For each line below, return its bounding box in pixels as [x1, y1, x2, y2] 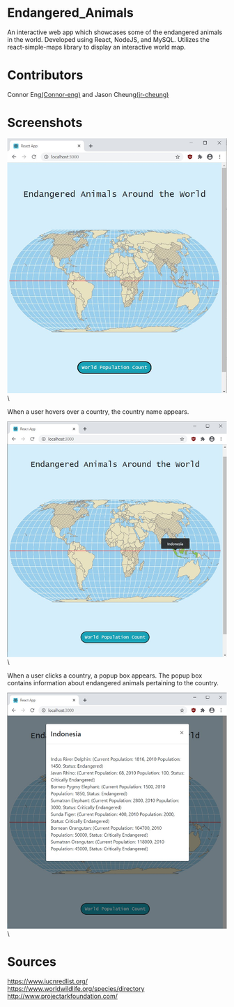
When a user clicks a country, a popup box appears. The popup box [7, 671, 203, 680]
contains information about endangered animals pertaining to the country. [7, 679, 219, 687]
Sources [7, 954, 57, 970]
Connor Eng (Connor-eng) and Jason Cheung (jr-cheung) [7, 90, 169, 98]
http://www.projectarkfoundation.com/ [7, 992, 118, 1000]
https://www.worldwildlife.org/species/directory [7, 984, 145, 992]
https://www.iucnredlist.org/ [7, 977, 88, 985]
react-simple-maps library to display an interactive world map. [7, 43, 186, 51]
